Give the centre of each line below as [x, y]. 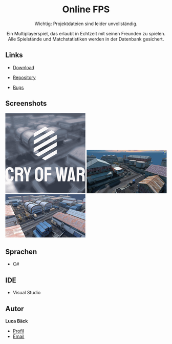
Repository [24, 77]
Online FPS [86, 9]
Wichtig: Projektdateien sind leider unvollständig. [86, 24]
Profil [18, 331]
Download [24, 67]
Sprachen [21, 251]
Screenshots [26, 104]
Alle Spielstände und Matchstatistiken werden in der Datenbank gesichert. [86, 39]
